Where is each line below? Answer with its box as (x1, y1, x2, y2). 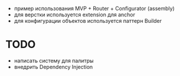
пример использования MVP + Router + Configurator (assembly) (14, 5, 175, 12)
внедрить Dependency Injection (14, 63, 93, 70)
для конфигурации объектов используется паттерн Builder (14, 18, 162, 24)
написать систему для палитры (14, 57, 94, 64)
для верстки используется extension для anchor (14, 11, 135, 18)
